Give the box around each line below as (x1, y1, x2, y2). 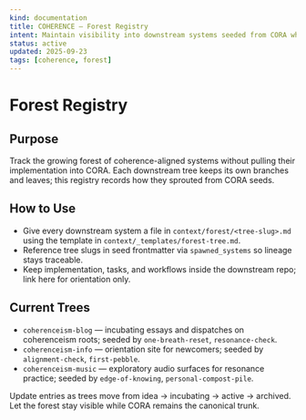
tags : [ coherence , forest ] (9, 56, 112, 65)
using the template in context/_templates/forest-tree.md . (22, 234, 241, 246)
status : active (9, 38, 67, 48)
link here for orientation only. (22, 273, 131, 284)
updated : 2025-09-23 (9, 47, 88, 56)
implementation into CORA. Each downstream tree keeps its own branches (9, 165, 290, 176)
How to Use (9, 201, 76, 217)
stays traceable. (22, 254, 84, 265)
